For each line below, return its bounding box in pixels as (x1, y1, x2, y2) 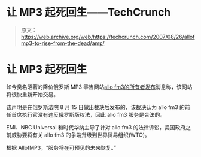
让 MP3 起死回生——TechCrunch (6, 5, 171, 19)
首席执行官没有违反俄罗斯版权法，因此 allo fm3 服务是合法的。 (11, 111, 166, 118)
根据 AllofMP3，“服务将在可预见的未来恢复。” (6, 144, 117, 151)
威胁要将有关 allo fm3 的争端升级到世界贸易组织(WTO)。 (11, 131, 151, 138)
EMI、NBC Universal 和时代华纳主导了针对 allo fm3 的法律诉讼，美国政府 (6, 123, 186, 131)
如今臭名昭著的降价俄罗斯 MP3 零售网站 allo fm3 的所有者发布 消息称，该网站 (6, 83, 193, 90)
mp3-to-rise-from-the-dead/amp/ (20, 40, 105, 47)
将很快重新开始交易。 (6, 90, 59, 98)
